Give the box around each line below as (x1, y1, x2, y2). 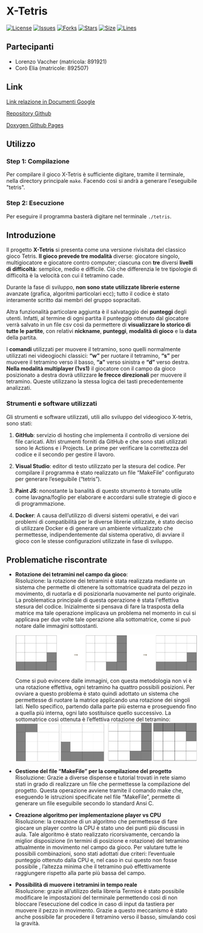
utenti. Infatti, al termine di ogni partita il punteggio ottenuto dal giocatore (6, 315, 189, 322)
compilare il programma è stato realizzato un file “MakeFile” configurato (15, 469, 195, 476)
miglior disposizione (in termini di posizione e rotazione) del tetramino (15, 837, 190, 844)
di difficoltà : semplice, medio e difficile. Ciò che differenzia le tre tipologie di (6, 265, 198, 273)
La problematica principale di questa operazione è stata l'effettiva (15, 596, 179, 604)
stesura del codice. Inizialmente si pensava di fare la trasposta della (15, 603, 184, 610)
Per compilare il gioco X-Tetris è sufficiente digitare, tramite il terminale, (6, 171, 185, 178)
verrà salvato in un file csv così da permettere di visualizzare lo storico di (6, 321, 191, 328)
